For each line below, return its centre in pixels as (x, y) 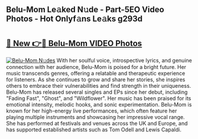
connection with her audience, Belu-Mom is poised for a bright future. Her (96, 67)
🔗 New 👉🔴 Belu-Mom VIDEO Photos (74, 43)
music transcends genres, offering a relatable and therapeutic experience (96, 73)
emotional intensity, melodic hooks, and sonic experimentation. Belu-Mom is (99, 105)
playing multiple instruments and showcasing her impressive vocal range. (95, 117)
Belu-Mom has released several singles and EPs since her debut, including (97, 92)
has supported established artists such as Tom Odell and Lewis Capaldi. (94, 130)
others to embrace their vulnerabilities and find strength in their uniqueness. (99, 86)
